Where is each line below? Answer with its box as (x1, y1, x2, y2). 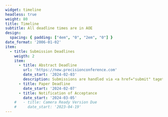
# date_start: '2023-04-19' (14, 105, 81, 110)
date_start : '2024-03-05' (23, 95, 77, 100)
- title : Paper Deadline (18, 81, 70, 86)
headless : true (5, 12, 37, 17)
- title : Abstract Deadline (18, 63, 77, 68)
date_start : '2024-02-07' (23, 86, 77, 91)
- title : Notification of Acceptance (18, 91, 97, 96)
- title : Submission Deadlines (9, 49, 75, 54)
